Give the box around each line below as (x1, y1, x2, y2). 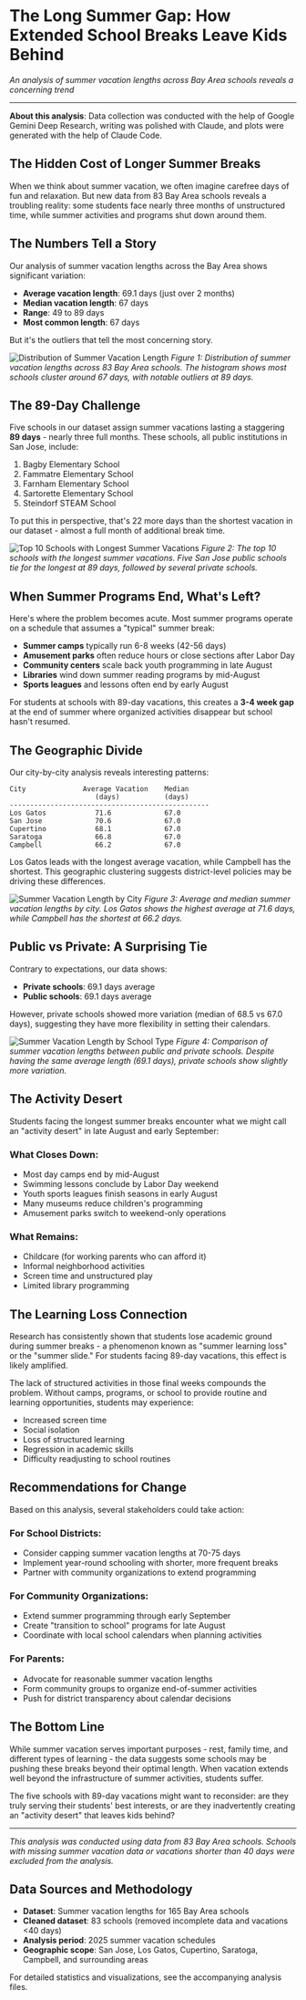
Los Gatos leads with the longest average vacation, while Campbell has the (9, 857, 291, 867)
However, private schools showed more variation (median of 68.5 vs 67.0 (9, 1008, 283, 1019)
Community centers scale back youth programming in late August (22, 660, 273, 671)
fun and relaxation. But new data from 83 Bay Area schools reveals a (9, 190, 267, 201)
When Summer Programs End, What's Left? (9, 589, 261, 604)
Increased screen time (22, 1415, 107, 1426)
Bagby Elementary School (22, 459, 120, 470)
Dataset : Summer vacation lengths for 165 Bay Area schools (22, 1906, 250, 1917)
